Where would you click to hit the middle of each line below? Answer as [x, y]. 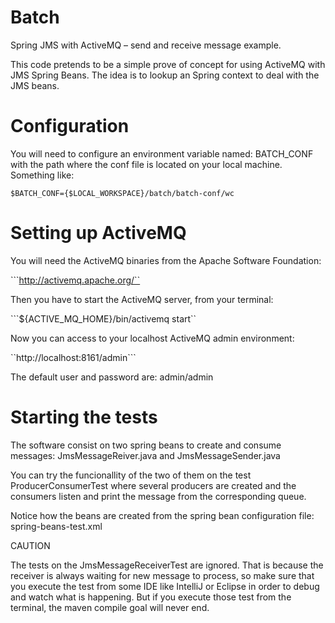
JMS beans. [35, 85]
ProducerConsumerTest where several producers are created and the [153, 485]
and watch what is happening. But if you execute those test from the [151, 597]
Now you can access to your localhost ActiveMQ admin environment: [152, 338]
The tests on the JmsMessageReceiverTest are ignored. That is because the [167, 565]
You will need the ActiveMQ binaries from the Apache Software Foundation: [166, 260]
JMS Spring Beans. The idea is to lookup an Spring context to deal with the [165, 75]
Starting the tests [84, 417]
